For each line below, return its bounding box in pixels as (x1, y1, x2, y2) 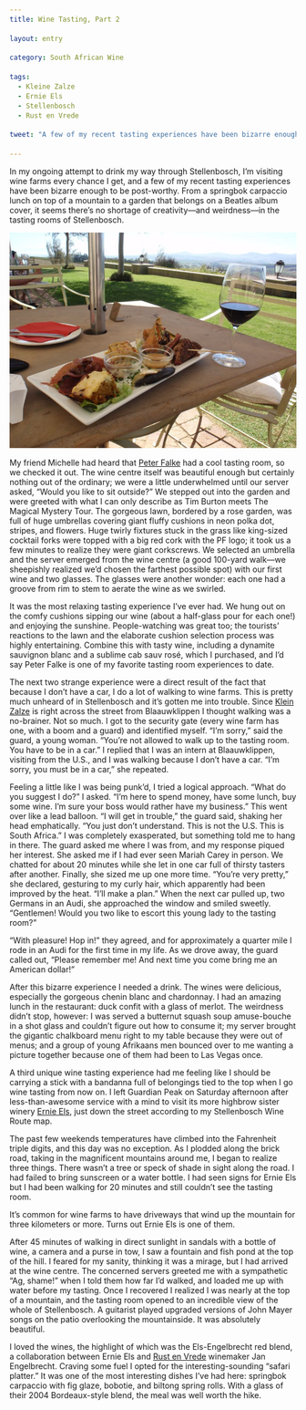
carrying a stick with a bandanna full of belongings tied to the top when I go (9, 1077, 294, 1087)
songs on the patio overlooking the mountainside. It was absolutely (9, 1314, 261, 1324)
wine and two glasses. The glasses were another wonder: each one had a (9, 574, 286, 584)
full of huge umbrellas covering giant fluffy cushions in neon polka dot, (9, 515, 275, 526)
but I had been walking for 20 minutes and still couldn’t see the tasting (9, 1182, 273, 1192)
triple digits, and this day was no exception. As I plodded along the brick (9, 1143, 280, 1154)
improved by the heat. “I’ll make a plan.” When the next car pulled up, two (9, 888, 285, 898)
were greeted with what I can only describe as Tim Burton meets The (9, 496, 269, 506)
